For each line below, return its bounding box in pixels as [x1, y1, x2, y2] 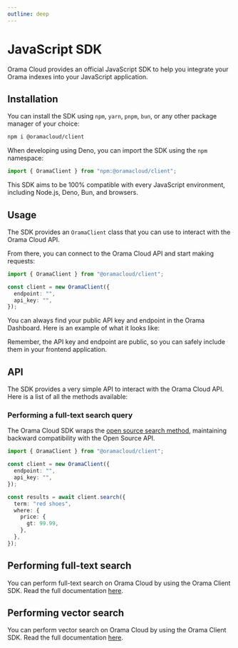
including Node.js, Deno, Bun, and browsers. [7, 188, 139, 197]
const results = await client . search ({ [7, 493, 126, 500]
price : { [20, 513, 46, 521]
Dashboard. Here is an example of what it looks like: [7, 324, 160, 333]
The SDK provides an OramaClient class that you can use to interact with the [7, 228, 231, 236]
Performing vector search [7, 607, 125, 619]
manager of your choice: [7, 119, 80, 128]
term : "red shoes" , [14, 500, 72, 507]
